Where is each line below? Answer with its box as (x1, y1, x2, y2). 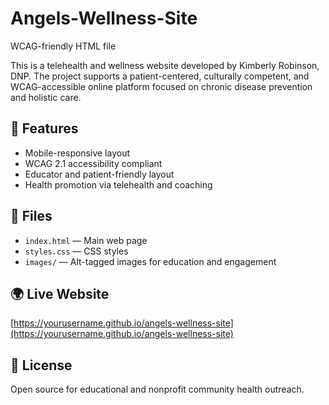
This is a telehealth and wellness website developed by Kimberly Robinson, (10, 59, 320, 71)
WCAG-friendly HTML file (10, 40, 117, 52)
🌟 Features (10, 120, 79, 137)
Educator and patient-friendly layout (24, 168, 175, 180)
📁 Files (10, 208, 53, 225)
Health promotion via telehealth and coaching (24, 178, 213, 191)
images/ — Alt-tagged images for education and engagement (24, 255, 277, 267)
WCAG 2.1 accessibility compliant (24, 157, 163, 169)
